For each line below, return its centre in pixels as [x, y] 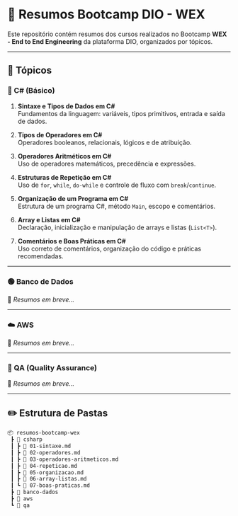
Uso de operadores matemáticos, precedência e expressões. [107, 164]
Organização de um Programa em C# [73, 198]
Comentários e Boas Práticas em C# [72, 241]
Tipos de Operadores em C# [60, 134]
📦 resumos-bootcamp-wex [44, 433]
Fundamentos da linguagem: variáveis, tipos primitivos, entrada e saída [121, 113]
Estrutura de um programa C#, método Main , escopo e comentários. [117, 206]
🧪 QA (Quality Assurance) [52, 368]
